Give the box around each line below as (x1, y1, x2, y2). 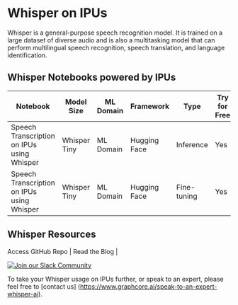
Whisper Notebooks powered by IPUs (7, 71, 176, 84)
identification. (7, 51, 47, 59)
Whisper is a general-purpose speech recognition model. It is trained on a (7, 28, 223, 37)
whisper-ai (7, 289, 39, 298)
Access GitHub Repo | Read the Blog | (7, 247, 118, 255)
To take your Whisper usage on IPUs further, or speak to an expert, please (7, 275, 225, 283)
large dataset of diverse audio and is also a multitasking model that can (7, 35, 215, 44)
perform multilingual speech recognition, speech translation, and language (7, 43, 225, 52)
